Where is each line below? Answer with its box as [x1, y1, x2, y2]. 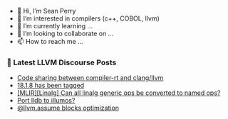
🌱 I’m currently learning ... [16, 22, 93, 30]
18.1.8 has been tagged [16, 81, 85, 90]
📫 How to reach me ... [16, 38, 83, 45]
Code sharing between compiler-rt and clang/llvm [16, 74, 164, 82]
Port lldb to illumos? [16, 96, 76, 105]
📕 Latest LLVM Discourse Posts [6, 57, 117, 67]
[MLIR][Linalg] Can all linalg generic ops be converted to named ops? [16, 89, 221, 97]
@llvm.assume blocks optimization [16, 103, 119, 113]
